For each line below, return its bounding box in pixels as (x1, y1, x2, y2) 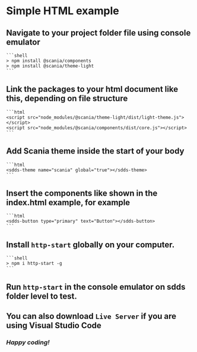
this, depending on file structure (6, 94, 128, 104)
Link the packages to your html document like (6, 84, 179, 94)
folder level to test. (6, 291, 77, 301)
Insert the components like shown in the (6, 188, 158, 199)
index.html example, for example (6, 197, 131, 208)
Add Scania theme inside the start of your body (6, 146, 185, 156)
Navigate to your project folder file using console (6, 28, 191, 38)
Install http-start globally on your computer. (6, 239, 175, 249)
